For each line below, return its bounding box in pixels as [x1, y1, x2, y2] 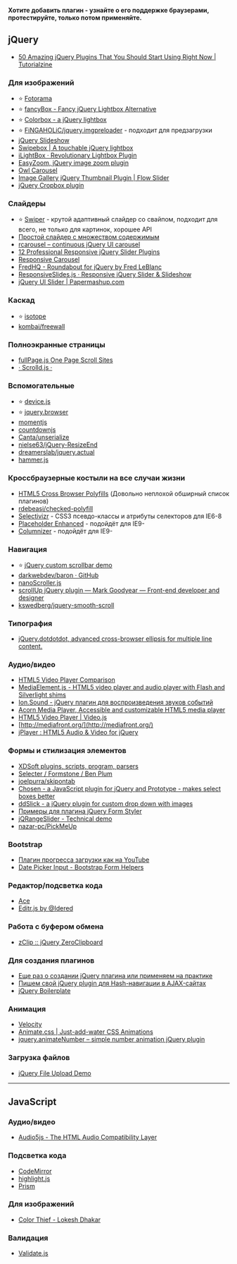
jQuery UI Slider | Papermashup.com [18, 278, 125, 287]
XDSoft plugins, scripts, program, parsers [18, 762, 139, 770]
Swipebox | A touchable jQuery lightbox [18, 144, 134, 152]
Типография [8, 618, 53, 628]
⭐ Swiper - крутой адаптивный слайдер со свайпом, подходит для [18, 215, 218, 224]
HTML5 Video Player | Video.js [18, 713, 108, 722]
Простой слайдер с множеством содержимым [18, 233, 160, 241]
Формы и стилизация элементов [8, 746, 127, 756]
